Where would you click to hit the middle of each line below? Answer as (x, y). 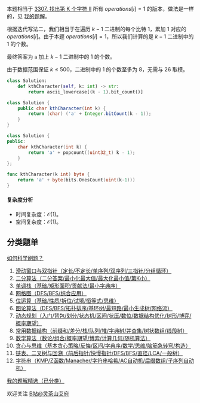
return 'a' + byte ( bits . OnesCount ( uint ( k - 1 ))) (76, 180)
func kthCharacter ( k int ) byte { (48, 175)
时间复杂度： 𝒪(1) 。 (39, 214)
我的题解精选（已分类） (36, 381)
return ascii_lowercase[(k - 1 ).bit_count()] (86, 92)
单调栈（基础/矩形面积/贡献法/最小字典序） (68, 286)
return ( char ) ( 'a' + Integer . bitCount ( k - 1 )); (90, 114)
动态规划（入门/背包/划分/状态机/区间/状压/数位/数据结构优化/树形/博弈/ (103, 316)
